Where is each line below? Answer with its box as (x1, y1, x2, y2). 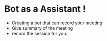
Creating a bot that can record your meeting (11, 20, 103, 26)
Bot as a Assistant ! (4, 3, 86, 15)
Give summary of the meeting (11, 25, 73, 31)
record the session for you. (11, 30, 68, 36)
